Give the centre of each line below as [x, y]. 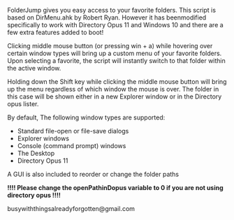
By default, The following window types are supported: [86, 117]
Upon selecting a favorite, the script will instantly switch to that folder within [116, 61]
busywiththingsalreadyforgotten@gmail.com [71, 208]
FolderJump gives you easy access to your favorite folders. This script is [112, 10]
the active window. [34, 68]
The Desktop [36, 153]
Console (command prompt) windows [72, 146]
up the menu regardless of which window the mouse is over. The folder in [113, 89]
